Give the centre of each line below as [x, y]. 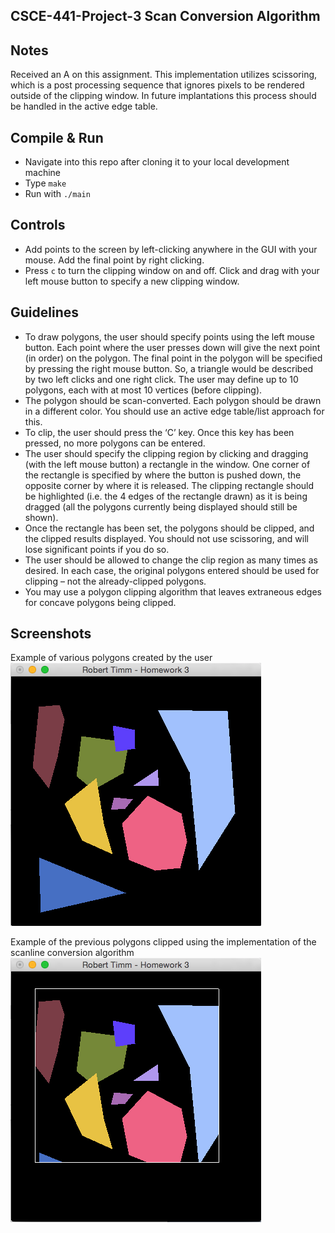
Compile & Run [57, 137]
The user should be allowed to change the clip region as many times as [171, 560]
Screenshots [51, 634]
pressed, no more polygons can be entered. [115, 443]
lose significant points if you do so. [97, 549]
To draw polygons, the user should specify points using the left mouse [170, 336]
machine [43, 173]
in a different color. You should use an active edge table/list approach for [174, 411]
